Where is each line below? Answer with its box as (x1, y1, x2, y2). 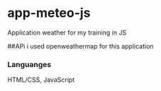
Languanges (7, 59, 52, 69)
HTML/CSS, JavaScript (7, 75, 75, 84)
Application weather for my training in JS (7, 28, 127, 37)
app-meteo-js (7, 5, 91, 21)
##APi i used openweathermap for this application (7, 42, 154, 50)
